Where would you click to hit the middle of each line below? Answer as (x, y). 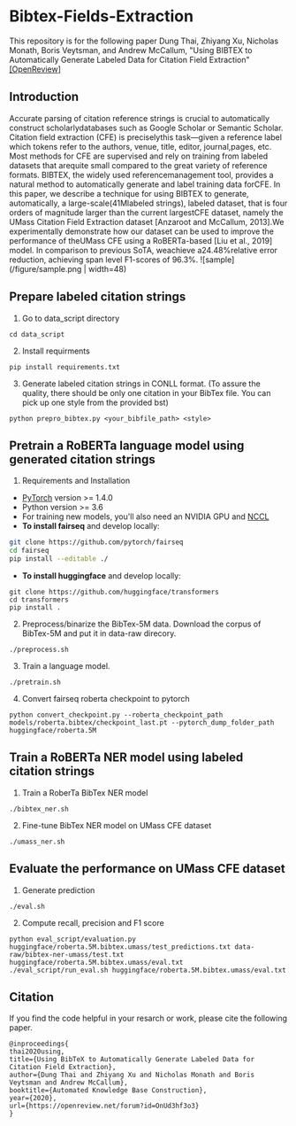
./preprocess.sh (39, 649)
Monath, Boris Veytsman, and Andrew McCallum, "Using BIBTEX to (131, 50)
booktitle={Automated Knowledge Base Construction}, (108, 1091)
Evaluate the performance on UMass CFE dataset (147, 869)
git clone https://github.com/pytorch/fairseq (96, 542)
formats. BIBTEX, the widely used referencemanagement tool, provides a (141, 175)
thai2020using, (37, 1052)
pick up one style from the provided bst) (95, 402)
